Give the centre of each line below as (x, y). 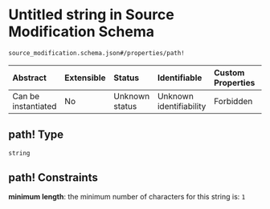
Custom (229, 72)
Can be (26, 96)
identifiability (182, 106)
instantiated (35, 106)
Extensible (85, 78)
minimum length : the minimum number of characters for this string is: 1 (127, 197)
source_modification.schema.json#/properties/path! (96, 53)
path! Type (36, 135)
